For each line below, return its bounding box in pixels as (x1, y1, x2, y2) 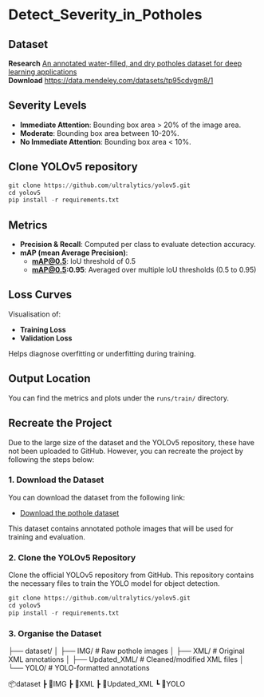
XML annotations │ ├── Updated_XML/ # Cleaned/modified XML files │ (8, 655, 245, 664)
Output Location (8, 372, 91, 385)
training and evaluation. (8, 532, 85, 541)
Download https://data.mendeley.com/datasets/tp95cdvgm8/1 (8, 76, 214, 85)
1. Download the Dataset (8, 474, 104, 485)
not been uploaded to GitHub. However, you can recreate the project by (8, 446, 243, 456)
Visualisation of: (8, 309, 61, 319)
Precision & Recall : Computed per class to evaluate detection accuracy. (19, 240, 257, 249)
